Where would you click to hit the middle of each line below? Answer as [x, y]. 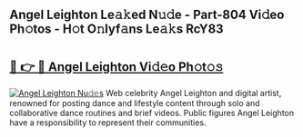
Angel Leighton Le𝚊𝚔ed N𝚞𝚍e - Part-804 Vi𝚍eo [147, 15]
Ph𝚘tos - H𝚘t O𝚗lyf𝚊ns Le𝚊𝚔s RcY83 [117, 29]
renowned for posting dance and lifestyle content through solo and [135, 103]
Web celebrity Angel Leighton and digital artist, [194, 93]
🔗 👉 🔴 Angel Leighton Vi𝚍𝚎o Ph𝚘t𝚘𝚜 [116, 67]
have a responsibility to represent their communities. [108, 122]
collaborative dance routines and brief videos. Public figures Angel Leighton [152, 113]
